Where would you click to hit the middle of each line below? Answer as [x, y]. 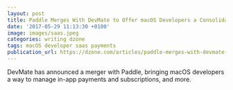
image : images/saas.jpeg [43, 33]
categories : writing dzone [46, 39]
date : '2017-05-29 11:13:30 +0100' [59, 26]
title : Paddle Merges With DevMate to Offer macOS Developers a [102, 20]
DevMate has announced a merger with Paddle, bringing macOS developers [116, 72]
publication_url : [32, 53]
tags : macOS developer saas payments [62, 46]
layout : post [26, 13]
